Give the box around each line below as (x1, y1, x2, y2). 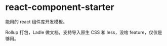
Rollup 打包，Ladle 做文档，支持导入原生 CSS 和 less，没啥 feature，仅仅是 (5, 29, 162, 35)
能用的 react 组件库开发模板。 (5, 18, 67, 24)
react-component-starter (5, 1, 115, 13)
